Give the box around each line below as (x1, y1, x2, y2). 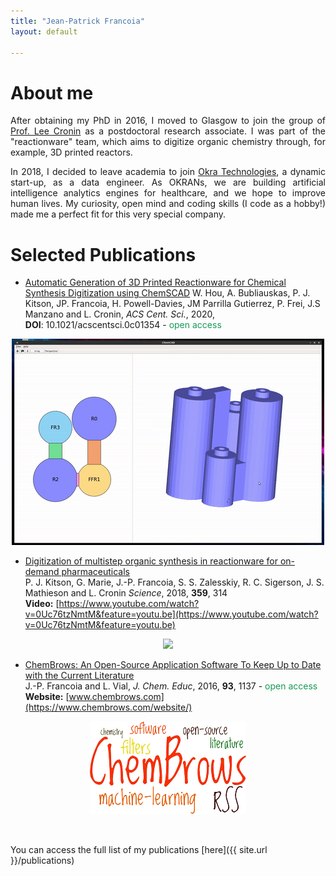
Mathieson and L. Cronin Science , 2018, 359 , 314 (24, 587, 228, 599)
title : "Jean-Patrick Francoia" (10, 16, 145, 26)
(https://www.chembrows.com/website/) (24, 701, 193, 714)
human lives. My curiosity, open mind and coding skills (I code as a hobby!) (10, 198, 326, 210)
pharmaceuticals (61, 566, 130, 578)
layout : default (10, 26, 78, 37)
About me (10, 81, 94, 104)
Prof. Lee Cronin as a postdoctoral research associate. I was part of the (10, 125, 326, 137)
